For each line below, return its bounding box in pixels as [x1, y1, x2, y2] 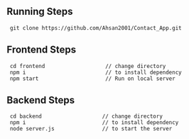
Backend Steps [6, 94, 75, 106]
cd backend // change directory [9, 113, 163, 120]
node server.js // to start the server [9, 126, 173, 133]
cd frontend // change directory [9, 62, 166, 69]
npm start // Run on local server [9, 74, 175, 82]
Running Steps [6, 6, 73, 18]
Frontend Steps [6, 44, 76, 56]
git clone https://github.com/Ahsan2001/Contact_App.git [9, 24, 182, 31]
